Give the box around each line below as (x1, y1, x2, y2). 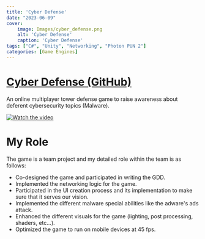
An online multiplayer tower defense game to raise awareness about (6, 95, 178, 103)
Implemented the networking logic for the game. (15, 180, 137, 187)
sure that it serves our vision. (15, 193, 89, 200)
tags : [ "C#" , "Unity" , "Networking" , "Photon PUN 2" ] (6, 43, 147, 50)
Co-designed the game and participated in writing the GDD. (15, 174, 166, 181)
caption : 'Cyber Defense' (17, 37, 84, 43)
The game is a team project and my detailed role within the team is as (6, 155, 182, 163)
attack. (15, 206, 33, 213)
